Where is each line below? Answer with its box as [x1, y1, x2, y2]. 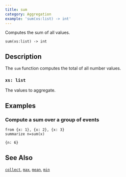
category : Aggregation [5, 12, 51, 17]
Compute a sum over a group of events [5, 116, 100, 123]
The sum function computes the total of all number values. [5, 66, 121, 71]
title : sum [5, 7, 27, 12]
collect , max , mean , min [5, 166, 50, 172]
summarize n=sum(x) [5, 132, 45, 137]
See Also [5, 154, 33, 162]
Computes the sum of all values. [5, 30, 70, 36]
